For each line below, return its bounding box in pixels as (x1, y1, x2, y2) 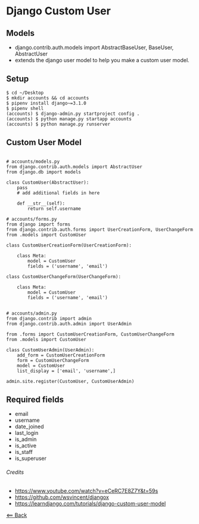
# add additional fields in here (17, 190, 100, 196)
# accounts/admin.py (6, 310, 58, 316)
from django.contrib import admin (6, 315, 92, 321)
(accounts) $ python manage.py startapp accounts (6, 115, 132, 122)
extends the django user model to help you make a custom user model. (14, 57, 189, 63)
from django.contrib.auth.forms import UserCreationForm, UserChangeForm (6, 226, 194, 233)
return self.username (27, 205, 82, 212)
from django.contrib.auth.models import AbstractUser (6, 163, 143, 170)
